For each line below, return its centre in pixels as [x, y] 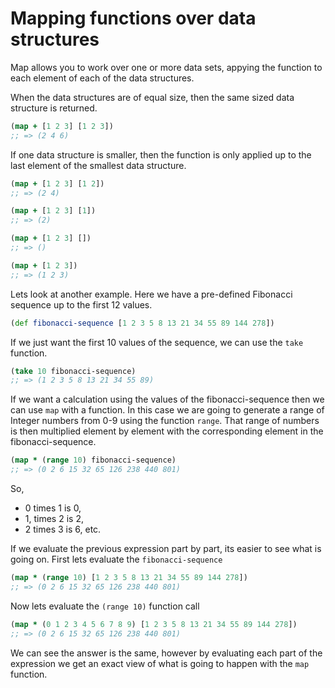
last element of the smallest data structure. [98, 165]
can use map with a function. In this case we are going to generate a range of [167, 410]
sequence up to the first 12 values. [81, 304]
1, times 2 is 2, [54, 519]
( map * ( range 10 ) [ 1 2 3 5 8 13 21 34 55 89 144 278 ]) [129, 578]
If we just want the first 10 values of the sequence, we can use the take [157, 342]
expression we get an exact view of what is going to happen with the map [160, 663]
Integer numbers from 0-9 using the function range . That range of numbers [165, 421]
